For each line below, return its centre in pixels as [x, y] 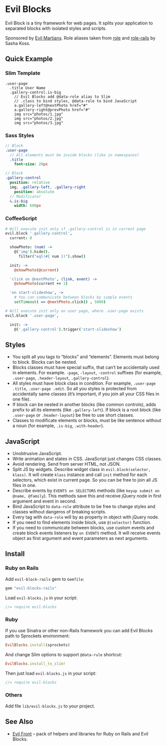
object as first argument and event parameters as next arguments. [80, 538]
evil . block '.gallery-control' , [39, 234]
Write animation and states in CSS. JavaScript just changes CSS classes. [87, 459]
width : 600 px [28, 206]
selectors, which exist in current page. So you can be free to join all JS [85, 480]
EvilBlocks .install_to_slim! [35, 664]
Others [14, 695]
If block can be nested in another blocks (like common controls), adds [84, 405]
